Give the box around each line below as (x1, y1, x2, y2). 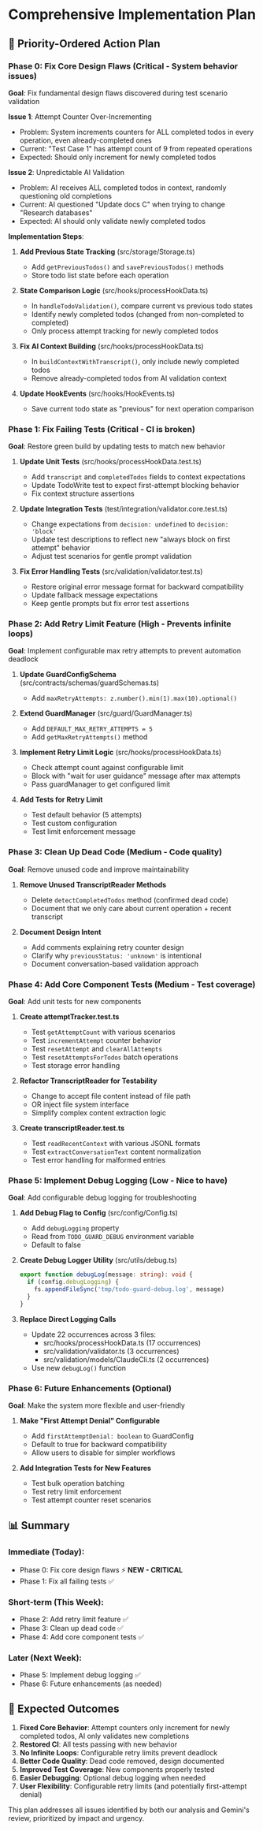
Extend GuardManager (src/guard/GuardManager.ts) (19, 709, 193, 718)
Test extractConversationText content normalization (31, 1147, 202, 1156)
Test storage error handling (31, 1061, 120, 1070)
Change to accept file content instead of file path (31, 1092, 191, 1101)
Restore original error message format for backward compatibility (31, 582, 244, 592)
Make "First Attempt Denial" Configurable (19, 1416, 160, 1426)
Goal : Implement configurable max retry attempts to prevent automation (8, 646, 242, 656)
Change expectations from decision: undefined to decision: (31, 519, 229, 529)
